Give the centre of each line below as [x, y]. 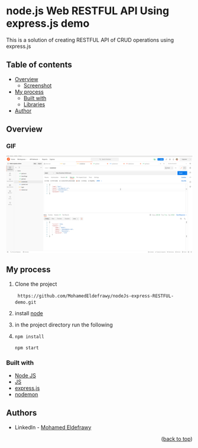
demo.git [25, 302]
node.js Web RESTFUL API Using [88, 11]
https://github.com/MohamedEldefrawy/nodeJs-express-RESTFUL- [96, 296]
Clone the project [36, 284]
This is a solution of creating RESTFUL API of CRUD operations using [90, 40]
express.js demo [48, 23]
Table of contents [39, 65]
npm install [29, 337]
